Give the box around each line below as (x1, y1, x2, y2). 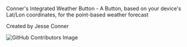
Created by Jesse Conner (6, 23, 69, 29)
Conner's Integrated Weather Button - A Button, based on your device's (6, 5, 182, 12)
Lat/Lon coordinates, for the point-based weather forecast (6, 11, 149, 18)
